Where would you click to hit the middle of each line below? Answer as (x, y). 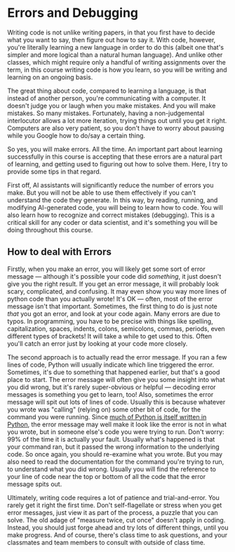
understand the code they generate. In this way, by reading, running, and (113, 200)
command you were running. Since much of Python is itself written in (107, 416)
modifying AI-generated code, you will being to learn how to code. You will (115, 207)
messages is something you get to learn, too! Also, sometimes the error (110, 394)
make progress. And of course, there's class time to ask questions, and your (117, 534)
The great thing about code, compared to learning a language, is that (107, 91)
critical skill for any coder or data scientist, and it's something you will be (113, 222)
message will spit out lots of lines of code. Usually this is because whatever (116, 402)
